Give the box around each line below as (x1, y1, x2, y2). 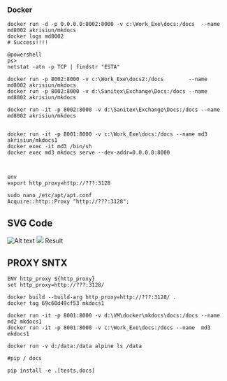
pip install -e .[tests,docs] (7, 367, 96, 374)
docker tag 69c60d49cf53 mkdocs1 (7, 299, 105, 307)
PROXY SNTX (7, 257, 68, 268)
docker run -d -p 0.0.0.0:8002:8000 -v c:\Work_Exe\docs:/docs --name (7, 21, 220, 28)
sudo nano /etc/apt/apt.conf (7, 192, 92, 199)
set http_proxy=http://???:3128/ (7, 281, 105, 288)
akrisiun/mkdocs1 (7, 137, 58, 144)
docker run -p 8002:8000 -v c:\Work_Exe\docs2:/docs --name (7, 76, 208, 83)
